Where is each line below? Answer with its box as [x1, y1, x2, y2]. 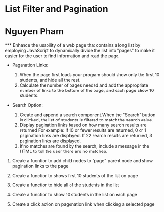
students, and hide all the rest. [19, 77, 81, 83]
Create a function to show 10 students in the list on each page [12, 192, 137, 198]
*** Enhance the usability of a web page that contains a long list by [5, 42, 141, 48]
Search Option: [12, 102, 43, 108]
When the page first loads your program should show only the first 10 [19, 72, 160, 78]
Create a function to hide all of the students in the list [12, 182, 119, 188]
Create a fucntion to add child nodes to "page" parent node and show [12, 158, 153, 164]
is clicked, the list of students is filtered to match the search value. [19, 117, 153, 123]
